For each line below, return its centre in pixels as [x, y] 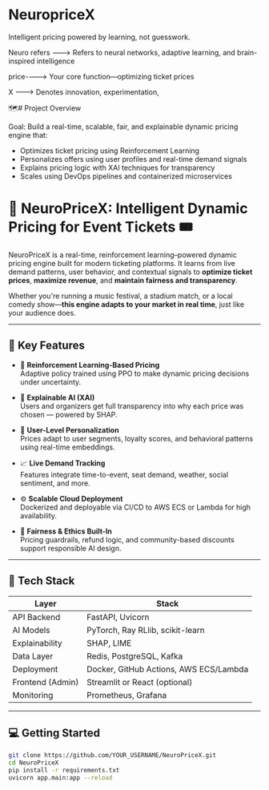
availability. [38, 515]
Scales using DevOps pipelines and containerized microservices [126, 176]
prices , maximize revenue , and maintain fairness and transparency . [123, 280]
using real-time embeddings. [67, 447]
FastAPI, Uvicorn [118, 617]
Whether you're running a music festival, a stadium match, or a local [121, 296]
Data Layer [33, 656]
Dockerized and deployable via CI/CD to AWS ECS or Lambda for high [135, 507]
